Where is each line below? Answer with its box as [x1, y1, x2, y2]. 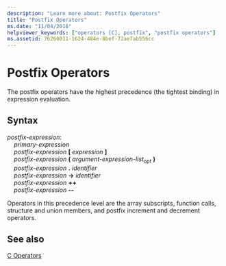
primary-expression [13, 140, 70, 148]
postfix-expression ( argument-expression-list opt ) [13, 155, 156, 165]
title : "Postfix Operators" [7, 16, 88, 23]
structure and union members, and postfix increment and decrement [7, 206, 201, 215]
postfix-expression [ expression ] [13, 147, 108, 156]
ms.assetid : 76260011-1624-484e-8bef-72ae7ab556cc [7, 36, 155, 43]
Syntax [7, 114, 38, 127]
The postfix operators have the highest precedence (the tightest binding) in [7, 88, 220, 96]
